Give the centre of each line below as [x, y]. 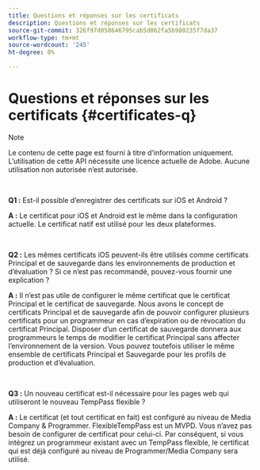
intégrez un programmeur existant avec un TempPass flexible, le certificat [129, 442]
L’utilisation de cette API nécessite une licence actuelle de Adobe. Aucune [129, 161]
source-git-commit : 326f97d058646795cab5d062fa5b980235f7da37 [113, 30]
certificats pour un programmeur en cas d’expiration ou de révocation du [127, 320]
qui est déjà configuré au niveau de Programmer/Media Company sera [123, 451]
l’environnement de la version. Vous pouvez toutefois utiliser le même [122, 346]
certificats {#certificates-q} [102, 115]
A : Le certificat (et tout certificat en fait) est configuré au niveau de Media [130, 417]
